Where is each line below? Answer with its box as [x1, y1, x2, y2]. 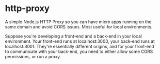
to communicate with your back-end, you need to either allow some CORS [5, 49, 153, 54]
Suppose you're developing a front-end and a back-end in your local [5, 33, 142, 39]
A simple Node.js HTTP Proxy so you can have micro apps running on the [5, 19, 152, 25]
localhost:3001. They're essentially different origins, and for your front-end [5, 43, 154, 49]
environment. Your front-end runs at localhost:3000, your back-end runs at [5, 38, 155, 44]
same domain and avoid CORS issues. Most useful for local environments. [5, 24, 153, 29]
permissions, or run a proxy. [5, 53, 61, 59]
